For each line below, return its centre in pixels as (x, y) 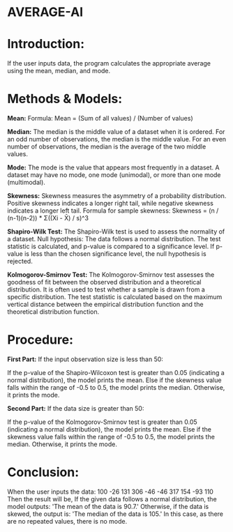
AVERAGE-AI (45, 12)
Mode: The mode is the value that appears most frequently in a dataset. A (113, 167)
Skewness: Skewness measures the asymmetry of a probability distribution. (117, 196)
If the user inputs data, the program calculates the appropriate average (109, 63)
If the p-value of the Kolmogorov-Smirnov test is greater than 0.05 (102, 422)
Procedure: (40, 340)
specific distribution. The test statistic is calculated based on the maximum (115, 297)
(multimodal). (26, 183)
